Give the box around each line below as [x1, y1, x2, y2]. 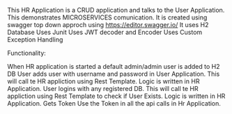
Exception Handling [7, 35, 63, 44]
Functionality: [7, 49, 47, 57]
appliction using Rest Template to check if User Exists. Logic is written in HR [7, 92, 226, 100]
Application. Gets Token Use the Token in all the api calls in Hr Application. [7, 99, 222, 107]
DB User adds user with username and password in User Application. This [7, 70, 220, 78]
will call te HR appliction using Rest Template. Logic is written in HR [7, 77, 200, 85]
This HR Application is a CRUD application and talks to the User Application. [7, 6, 225, 14]
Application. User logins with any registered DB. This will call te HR [7, 85, 199, 92]
